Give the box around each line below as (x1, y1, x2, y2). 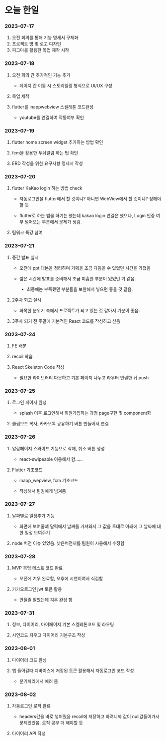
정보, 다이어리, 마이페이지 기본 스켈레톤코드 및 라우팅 (11, 622, 114, 628)
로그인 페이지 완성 (11, 399, 47, 405)
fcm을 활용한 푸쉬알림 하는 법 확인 (11, 150, 78, 156)
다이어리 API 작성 (11, 731, 46, 737)
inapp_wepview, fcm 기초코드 (19, 477, 79, 483)
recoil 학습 (11, 353, 33, 359)
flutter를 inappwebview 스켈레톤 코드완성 (11, 103, 94, 110)
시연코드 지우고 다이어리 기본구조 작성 (11, 632, 85, 638)
